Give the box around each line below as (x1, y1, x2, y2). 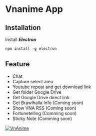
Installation (5, 23, 41, 32)
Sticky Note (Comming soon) (12, 116, 72, 122)
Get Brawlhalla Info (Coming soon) (12, 100, 83, 106)
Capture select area (12, 78, 53, 84)
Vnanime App (5, 3, 63, 15)
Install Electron (5, 36, 36, 42)
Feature (5, 60, 30, 68)
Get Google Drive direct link (12, 94, 70, 100)
